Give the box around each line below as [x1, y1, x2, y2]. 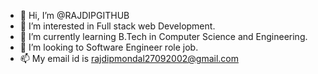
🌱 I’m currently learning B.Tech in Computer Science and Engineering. [19, 31, 308, 42]
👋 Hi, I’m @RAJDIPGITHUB [19, 10, 130, 21]
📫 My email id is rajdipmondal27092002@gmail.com [19, 53, 239, 64]
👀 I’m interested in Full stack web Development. [19, 20, 216, 32]
